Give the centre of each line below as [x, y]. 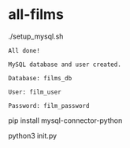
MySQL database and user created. [65, 65]
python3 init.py [33, 135]
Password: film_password [49, 105]
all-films [36, 15]
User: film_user [35, 92]
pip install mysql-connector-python [65, 120]
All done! [24, 50]
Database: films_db [40, 78]
